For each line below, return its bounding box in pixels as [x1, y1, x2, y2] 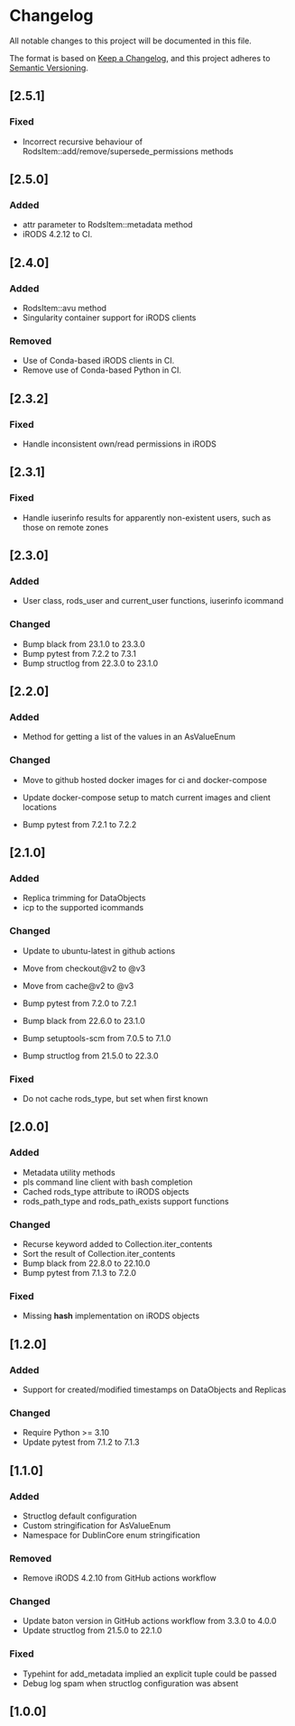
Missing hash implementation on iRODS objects [22, 1310, 200, 1322]
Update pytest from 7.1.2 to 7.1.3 [22, 1436, 140, 1448]
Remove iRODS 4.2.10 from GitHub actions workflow [22, 1573, 217, 1583]
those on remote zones [22, 521, 109, 532]
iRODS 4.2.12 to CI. [22, 229, 93, 240]
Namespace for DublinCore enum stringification [22, 1529, 200, 1540]
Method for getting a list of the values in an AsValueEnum [22, 732, 236, 743]
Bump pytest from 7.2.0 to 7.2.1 [22, 998, 137, 1009]
